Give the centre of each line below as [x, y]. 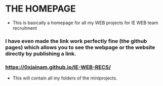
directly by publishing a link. [41, 53]
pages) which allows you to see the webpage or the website [80, 47]
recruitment [25, 28]
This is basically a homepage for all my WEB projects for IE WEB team [85, 23]
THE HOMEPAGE [40, 9]
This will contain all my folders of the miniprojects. [65, 78]
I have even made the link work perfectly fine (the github [76, 41]
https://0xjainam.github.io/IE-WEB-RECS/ [58, 67]
